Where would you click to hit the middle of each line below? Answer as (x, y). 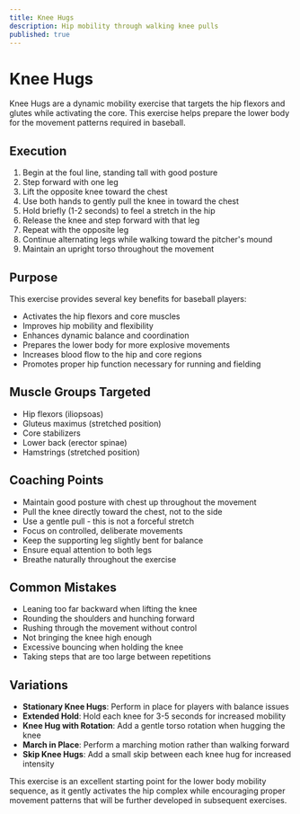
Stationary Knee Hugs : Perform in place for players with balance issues (156, 707)
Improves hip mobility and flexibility (88, 325)
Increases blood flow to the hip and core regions (112, 354)
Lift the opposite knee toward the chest (95, 192)
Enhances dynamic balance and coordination (106, 335)
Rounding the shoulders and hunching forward (108, 619)
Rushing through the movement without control (110, 628)
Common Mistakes (63, 587)
